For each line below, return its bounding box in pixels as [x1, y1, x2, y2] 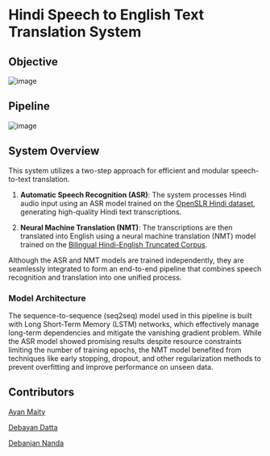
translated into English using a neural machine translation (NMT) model [19, 231, 256, 241]
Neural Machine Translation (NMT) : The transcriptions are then [19, 222, 233, 232]
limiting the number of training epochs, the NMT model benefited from [8, 345, 242, 354]
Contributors [8, 385, 75, 400]
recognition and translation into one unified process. [8, 272, 182, 282]
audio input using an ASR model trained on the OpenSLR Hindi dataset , [19, 198, 255, 208]
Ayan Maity [8, 407, 46, 417]
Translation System [8, 23, 142, 41]
